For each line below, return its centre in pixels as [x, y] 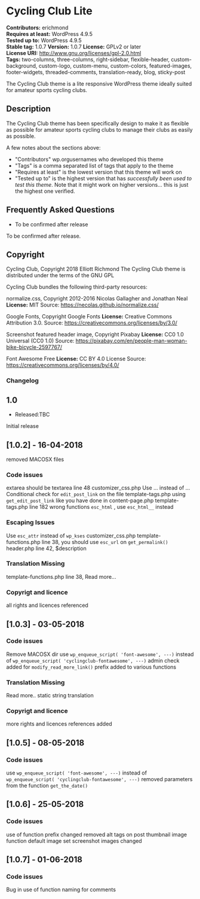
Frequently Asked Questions [61, 210]
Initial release [22, 426]
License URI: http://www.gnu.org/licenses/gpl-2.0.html [74, 53]
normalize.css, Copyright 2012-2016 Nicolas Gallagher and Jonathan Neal [97, 299]
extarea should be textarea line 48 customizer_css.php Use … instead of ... [98, 488]
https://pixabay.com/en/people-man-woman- [131, 341]
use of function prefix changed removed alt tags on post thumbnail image [96, 834]
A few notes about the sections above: [53, 147]
